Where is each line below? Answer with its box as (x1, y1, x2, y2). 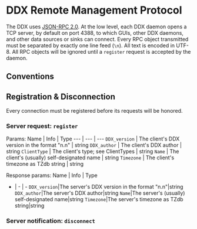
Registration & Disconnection (6, 91, 116, 102)
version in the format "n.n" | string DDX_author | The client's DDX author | (6, 142, 182, 149)
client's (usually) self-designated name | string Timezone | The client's (6, 154, 175, 161)
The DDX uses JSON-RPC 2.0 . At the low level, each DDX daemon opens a (6, 23, 187, 30)
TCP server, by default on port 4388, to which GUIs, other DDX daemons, (6, 29, 184, 36)
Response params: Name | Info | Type (6, 172, 98, 179)
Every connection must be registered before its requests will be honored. (6, 107, 183, 114)
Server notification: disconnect (6, 217, 95, 225)
